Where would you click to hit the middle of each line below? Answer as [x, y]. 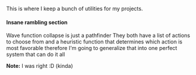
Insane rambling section [37, 22]
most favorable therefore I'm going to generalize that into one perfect [92, 48]
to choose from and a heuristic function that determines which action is [94, 42]
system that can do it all [36, 54]
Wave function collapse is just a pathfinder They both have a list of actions [98, 36]
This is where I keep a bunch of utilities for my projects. [75, 9]
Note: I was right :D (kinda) [40, 66]
